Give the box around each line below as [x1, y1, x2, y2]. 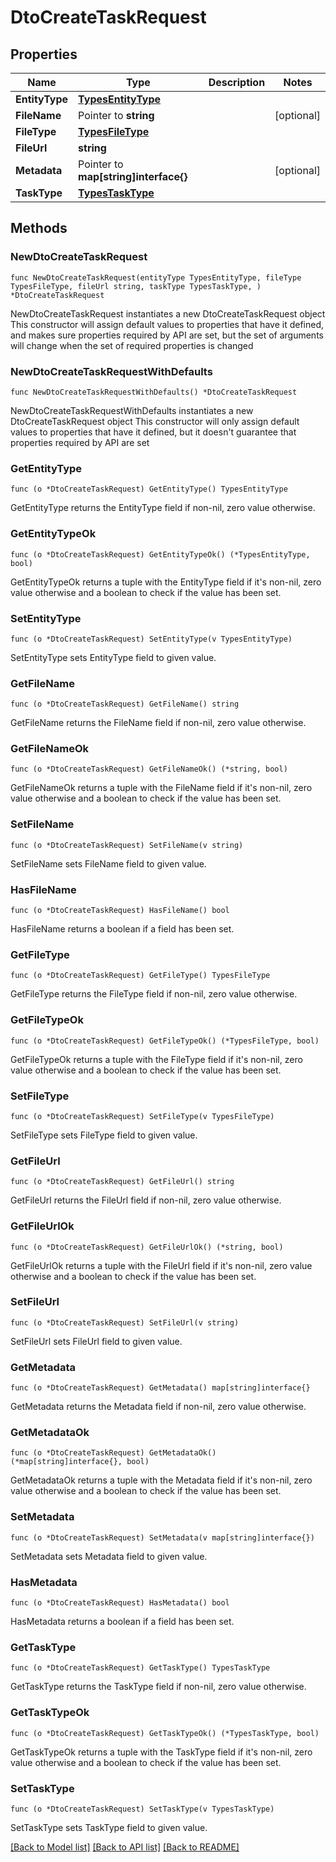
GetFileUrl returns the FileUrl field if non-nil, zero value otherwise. [10, 1194, 282, 1206]
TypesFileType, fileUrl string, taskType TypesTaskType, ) [10, 281, 262, 291]
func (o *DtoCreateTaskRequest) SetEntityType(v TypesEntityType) [10, 634, 293, 644]
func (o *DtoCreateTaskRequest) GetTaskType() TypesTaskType [10, 1663, 271, 1673]
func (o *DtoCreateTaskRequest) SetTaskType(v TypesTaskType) [10, 1804, 275, 1814]
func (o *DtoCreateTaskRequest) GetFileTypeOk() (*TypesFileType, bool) [10, 1036, 320, 1046]
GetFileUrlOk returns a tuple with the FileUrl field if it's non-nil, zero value [10, 1259, 313, 1271]
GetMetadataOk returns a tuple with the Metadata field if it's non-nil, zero [10, 1474, 313, 1486]
